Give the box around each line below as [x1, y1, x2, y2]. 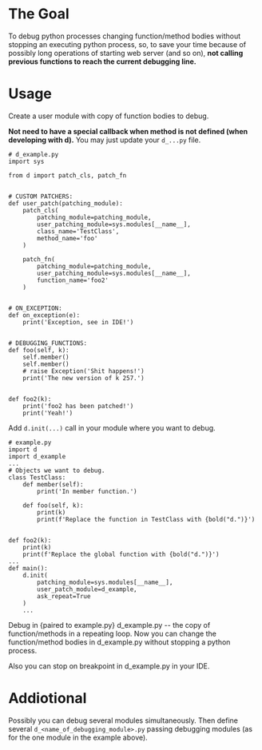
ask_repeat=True [37, 592, 91, 600]
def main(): [8, 564, 48, 572]
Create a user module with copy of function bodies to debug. [8, 111, 209, 121]
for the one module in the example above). [8, 732, 148, 742]
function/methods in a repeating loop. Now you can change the [8, 629, 217, 638]
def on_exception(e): [8, 311, 81, 319]
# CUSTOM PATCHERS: [8, 192, 73, 200]
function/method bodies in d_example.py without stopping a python [8, 637, 231, 647]
